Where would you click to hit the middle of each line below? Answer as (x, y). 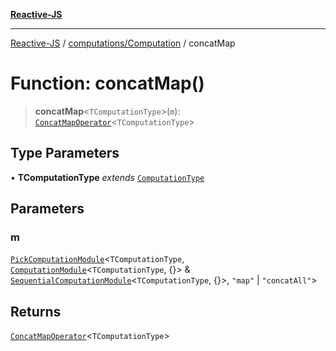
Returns (36, 311)
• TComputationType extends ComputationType (107, 177)
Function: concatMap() (107, 83)
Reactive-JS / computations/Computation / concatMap (123, 43)
